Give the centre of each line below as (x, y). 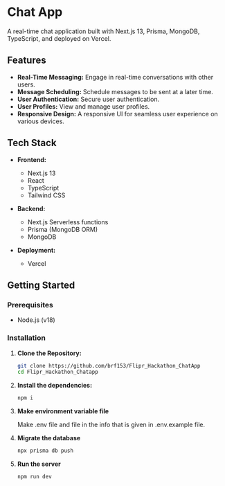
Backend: (31, 208)
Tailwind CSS (46, 195)
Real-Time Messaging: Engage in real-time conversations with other (115, 77)
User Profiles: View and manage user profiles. (83, 106)
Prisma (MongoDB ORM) (63, 229)
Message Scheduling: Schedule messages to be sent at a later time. (115, 91)
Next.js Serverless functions (68, 222)
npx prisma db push (45, 451)
